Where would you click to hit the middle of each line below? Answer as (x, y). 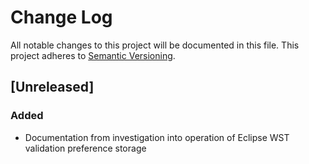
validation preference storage (85, 148)
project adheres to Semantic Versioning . (93, 55)
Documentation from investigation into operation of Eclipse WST (157, 137)
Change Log (61, 17)
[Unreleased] (52, 87)
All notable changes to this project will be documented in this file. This (155, 45)
